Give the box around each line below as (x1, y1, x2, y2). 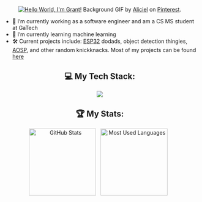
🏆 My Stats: (75, 109, 124, 119)
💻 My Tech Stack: (64, 71, 136, 82)
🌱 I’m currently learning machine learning (12, 31, 116, 38)
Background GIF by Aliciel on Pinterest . (83, 6, 182, 13)
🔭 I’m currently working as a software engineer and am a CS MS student (12, 18, 195, 24)
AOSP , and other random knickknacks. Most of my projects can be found (12, 47, 196, 53)
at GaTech (12, 24, 38, 31)
